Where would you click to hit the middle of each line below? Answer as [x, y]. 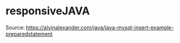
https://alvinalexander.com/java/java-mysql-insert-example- [100, 27]
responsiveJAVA [48, 11]
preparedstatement [29, 33]
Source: [15, 27]
